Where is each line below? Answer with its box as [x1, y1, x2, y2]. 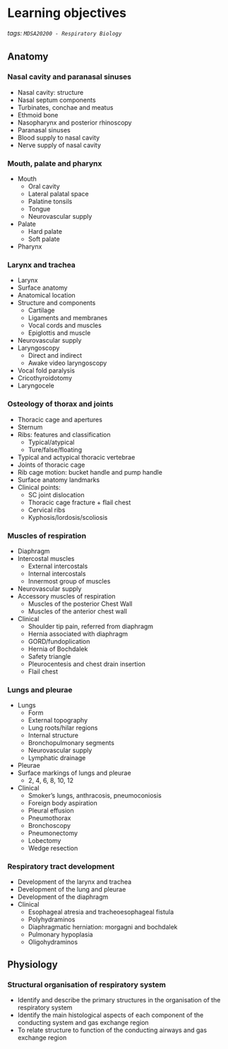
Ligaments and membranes [28, 314, 108, 322]
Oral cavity [28, 182, 60, 191]
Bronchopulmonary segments [28, 739, 115, 747]
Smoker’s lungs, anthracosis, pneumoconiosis [28, 791, 162, 800]
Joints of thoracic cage [17, 460, 85, 469]
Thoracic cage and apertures [17, 415, 102, 424]
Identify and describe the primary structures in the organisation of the [17, 996, 221, 1004]
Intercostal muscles [17, 554, 75, 562]
